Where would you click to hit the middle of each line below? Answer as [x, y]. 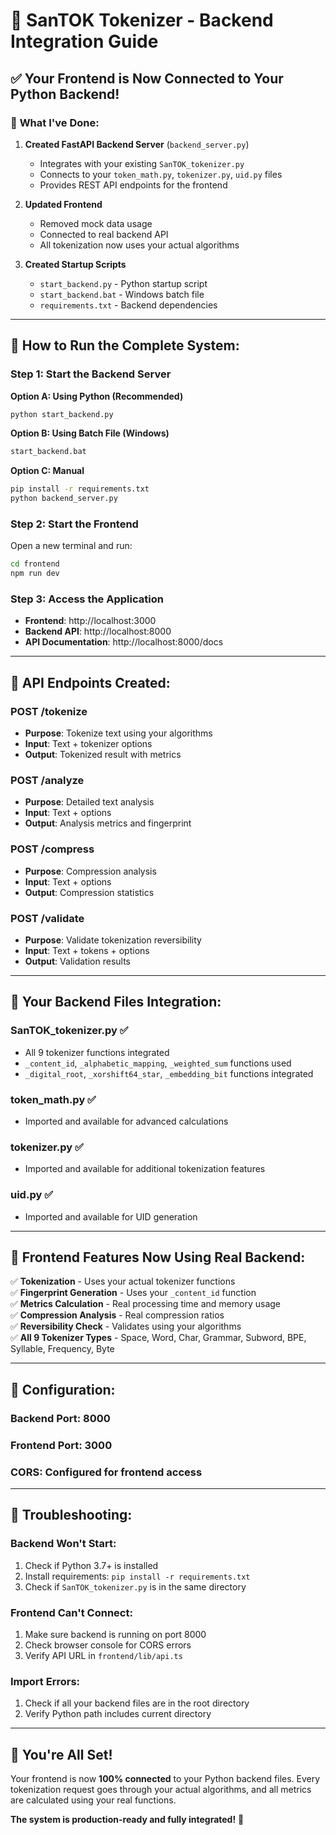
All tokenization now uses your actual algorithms [139, 245]
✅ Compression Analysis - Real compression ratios [117, 1315]
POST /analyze [47, 781]
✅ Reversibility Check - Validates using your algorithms [126, 1326]
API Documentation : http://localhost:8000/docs [124, 642]
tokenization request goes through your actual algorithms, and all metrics [161, 1789]
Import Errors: [45, 1681]
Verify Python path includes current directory [118, 1714]
